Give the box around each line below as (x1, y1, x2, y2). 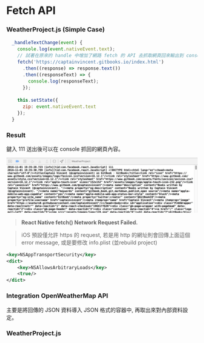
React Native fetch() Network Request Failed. (21, 219, 138, 226)
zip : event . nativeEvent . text (22, 104, 97, 110)
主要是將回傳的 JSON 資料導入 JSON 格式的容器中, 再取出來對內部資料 (6, 306, 183, 313)
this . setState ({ (17, 98, 59, 104)
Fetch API (6, 4, 56, 18)
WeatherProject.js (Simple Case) (6, 25, 105, 34)
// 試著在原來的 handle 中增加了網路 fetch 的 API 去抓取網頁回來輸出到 (17, 53, 184, 59)
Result (6, 131, 26, 139)
